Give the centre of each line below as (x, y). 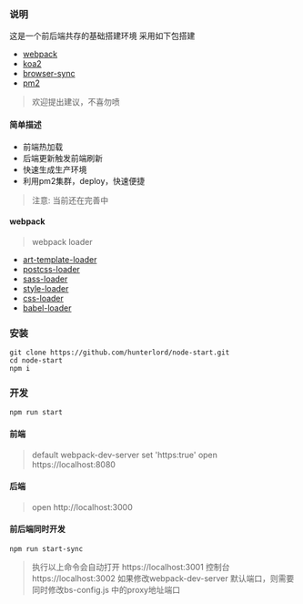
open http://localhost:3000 (82, 507)
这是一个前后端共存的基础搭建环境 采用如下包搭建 (102, 36)
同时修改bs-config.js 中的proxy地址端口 (106, 589)
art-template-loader (60, 259)
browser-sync (49, 74)
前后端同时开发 (37, 529)
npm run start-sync (46, 548)
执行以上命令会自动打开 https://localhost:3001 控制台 (131, 567)
